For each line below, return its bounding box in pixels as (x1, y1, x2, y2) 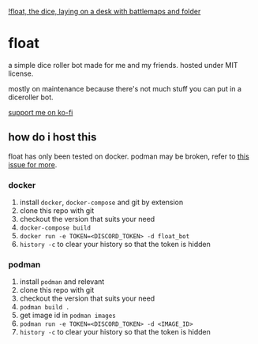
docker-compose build (19, 224, 91, 232)
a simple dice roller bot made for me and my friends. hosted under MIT (8, 60, 238, 69)
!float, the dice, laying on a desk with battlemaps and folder (8, 7, 201, 16)
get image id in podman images (19, 311, 116, 320)
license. (8, 69, 34, 78)
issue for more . (8, 159, 58, 169)
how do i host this (8, 130, 97, 144)
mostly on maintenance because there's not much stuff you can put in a (8, 84, 242, 93)
